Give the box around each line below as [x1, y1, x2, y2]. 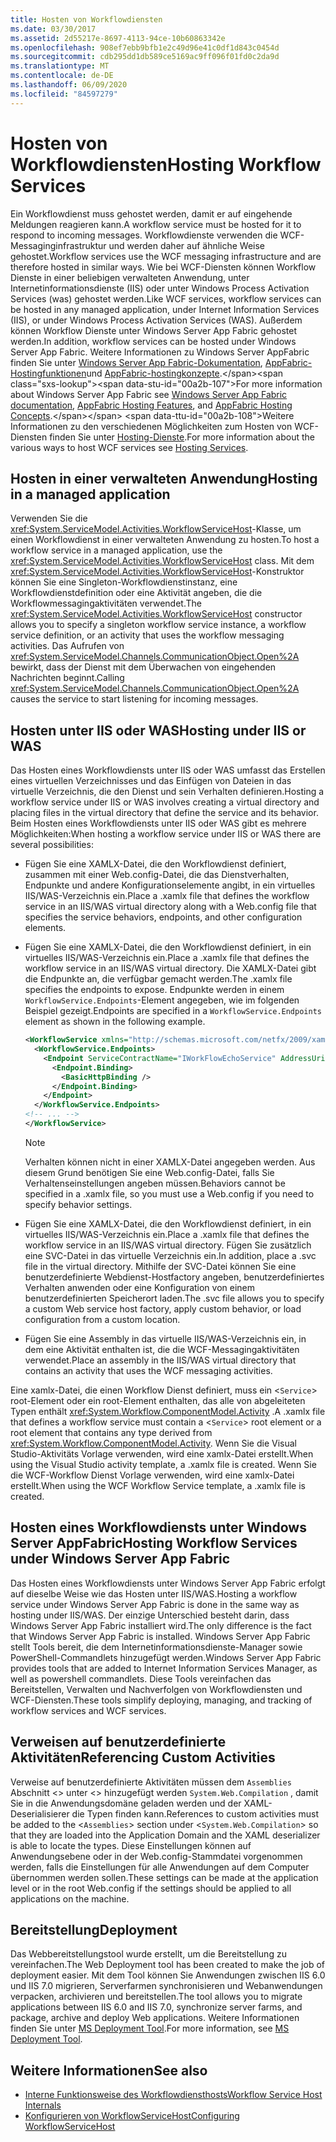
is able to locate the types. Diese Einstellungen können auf [10, 1839, 252, 1851]
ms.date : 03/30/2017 [10, 24, 97, 34]
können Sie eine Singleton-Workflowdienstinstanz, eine [10, 576, 238, 588]
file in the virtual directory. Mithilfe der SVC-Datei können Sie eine [24, 1260, 297, 1272]
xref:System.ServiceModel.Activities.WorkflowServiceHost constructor [10, 608, 303, 620]
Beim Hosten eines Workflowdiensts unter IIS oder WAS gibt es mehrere [10, 817, 307, 830]
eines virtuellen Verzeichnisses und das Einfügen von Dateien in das [10, 775, 292, 787]
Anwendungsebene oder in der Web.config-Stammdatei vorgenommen [10, 1850, 303, 1862]
